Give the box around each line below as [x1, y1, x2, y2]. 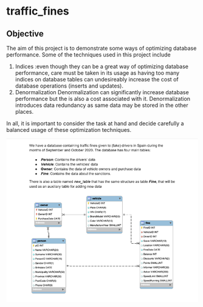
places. [15, 108, 34, 115]
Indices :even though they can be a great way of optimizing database [15, 63, 189, 70]
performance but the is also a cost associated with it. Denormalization [15, 95, 190, 102]
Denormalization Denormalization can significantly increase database [15, 89, 190, 95]
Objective [6, 29, 44, 39]
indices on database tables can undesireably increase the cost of [15, 76, 179, 83]
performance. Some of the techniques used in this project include [6, 51, 171, 58]
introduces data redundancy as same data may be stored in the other [15, 102, 188, 109]
